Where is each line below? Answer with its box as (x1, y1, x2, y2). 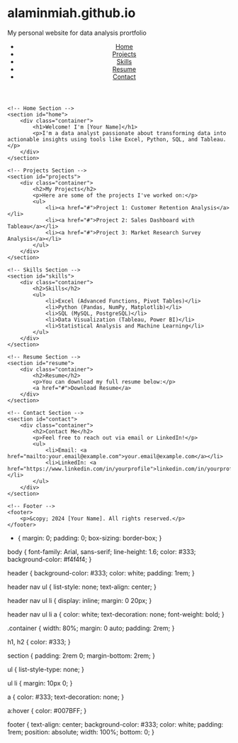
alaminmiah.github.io (7, 5, 136, 21)
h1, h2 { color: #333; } (7, 637, 71, 646)
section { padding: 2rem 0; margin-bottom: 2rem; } (7, 651, 156, 660)
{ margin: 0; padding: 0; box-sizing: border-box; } (17, 533, 162, 542)
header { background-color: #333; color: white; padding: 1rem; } (7, 568, 195, 577)
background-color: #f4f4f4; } (7, 555, 92, 563)
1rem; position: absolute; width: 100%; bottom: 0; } (7, 727, 154, 736)
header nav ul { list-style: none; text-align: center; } (7, 582, 157, 591)
